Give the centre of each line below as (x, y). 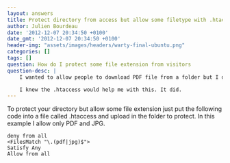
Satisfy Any (24, 148)
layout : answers (30, 13)
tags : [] (20, 58)
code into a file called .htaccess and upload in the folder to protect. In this (111, 116)
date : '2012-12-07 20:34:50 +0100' (58, 33)
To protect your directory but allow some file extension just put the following (115, 109)
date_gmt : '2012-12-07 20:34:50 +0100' (64, 39)
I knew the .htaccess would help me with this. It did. (101, 90)
